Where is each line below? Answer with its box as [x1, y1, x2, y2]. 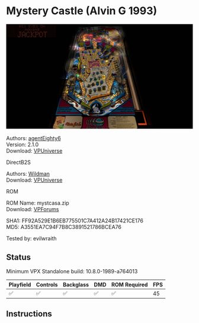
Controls [36, 281, 58, 288]
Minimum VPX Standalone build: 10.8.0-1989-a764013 [6, 268, 138, 275]
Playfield [8, 281, 31, 288]
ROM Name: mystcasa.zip [6, 199, 69, 206]
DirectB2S [6, 159, 31, 166]
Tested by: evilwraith [6, 235, 57, 242]
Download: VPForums [6, 206, 59, 213]
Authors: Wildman [6, 170, 50, 177]
